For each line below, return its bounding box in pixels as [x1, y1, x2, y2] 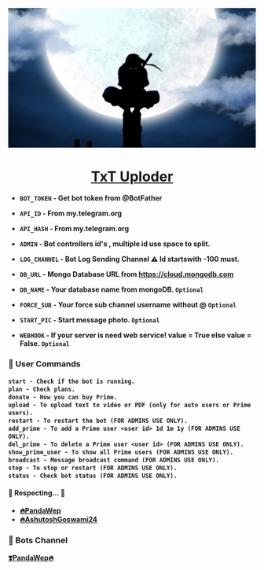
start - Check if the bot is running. [8, 377, 135, 385]
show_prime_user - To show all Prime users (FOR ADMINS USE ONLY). [8, 448, 234, 456]
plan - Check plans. [8, 385, 76, 393]
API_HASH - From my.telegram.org [19, 224, 130, 234]
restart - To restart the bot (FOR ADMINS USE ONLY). [8, 417, 189, 425]
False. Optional [19, 339, 70, 348]
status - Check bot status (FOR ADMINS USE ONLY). [8, 472, 178, 480]
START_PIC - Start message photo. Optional [19, 315, 160, 325]
